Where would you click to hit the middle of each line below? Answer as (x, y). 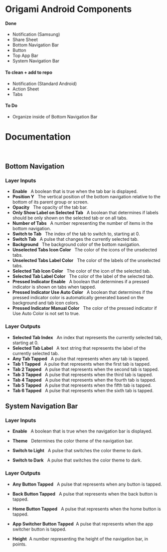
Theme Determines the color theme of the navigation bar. (73, 441)
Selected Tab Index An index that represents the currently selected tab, (87, 337)
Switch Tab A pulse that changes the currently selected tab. (75, 239)
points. (19, 544)
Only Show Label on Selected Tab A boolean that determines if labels (85, 213)
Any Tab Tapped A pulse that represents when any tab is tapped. (81, 359)
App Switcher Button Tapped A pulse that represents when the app (83, 524)
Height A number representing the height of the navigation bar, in (80, 539)
